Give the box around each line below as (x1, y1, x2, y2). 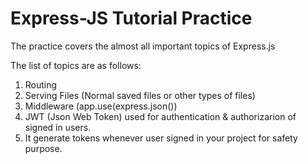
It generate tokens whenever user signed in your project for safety (24, 132, 298, 144)
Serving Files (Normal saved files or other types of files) (24, 89, 256, 101)
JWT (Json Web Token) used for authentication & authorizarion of (24, 110, 297, 122)
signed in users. (24, 121, 92, 133)
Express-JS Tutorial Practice (10, 7, 253, 30)
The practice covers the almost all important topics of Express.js (10, 40, 276, 52)
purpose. (24, 142, 63, 154)
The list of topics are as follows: (10, 59, 142, 71)
